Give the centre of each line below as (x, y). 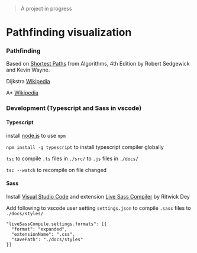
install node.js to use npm (36, 135)
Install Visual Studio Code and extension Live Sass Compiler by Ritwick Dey (98, 196)
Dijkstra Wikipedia (28, 82)
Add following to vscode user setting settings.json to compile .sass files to (98, 208)
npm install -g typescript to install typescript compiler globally (85, 147)
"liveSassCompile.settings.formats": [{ (57, 224)
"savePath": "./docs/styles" (47, 239)
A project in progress (46, 9)
